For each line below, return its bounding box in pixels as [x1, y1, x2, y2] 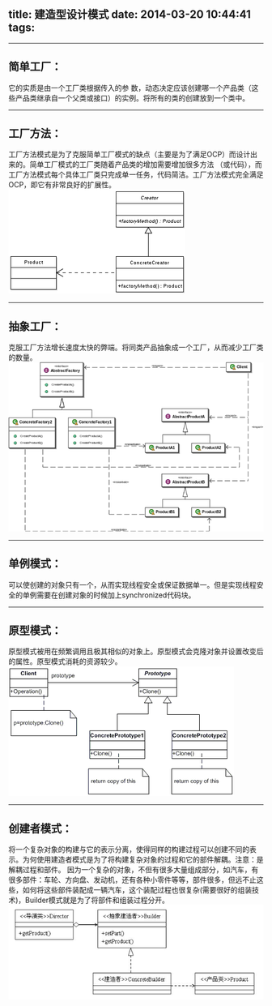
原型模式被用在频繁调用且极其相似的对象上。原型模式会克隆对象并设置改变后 [8, 647, 264, 657]
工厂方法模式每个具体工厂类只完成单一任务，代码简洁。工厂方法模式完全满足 [8, 169, 264, 180]
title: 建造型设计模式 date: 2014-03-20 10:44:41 [8, 7, 251, 22]
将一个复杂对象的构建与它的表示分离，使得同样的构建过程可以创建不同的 [8, 845, 249, 854]
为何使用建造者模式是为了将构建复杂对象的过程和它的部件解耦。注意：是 [22, 854, 264, 865]
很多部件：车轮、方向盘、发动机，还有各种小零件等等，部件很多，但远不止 [8, 875, 257, 885]
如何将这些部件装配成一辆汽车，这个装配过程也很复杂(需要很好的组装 [22, 885, 253, 895]
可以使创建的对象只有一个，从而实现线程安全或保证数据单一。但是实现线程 [8, 580, 257, 589]
